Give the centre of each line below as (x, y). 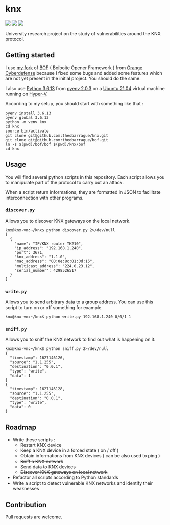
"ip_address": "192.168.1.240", (49, 248)
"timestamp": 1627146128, (38, 389)
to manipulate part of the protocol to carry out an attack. (65, 182)
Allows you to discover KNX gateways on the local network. (68, 221)
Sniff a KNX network (42, 462)
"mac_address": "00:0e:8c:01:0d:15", (55, 261)
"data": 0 (20, 407)
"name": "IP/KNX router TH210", (49, 244)
